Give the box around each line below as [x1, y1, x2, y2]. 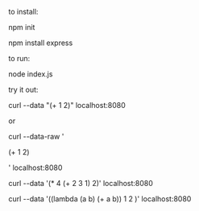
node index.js [8, 69, 53, 79]
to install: [8, 7, 39, 16]
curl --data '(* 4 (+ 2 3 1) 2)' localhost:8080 [8, 179, 153, 188]
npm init [8, 23, 35, 31]
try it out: [8, 85, 39, 94]
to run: [8, 54, 31, 63]
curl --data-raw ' [8, 132, 64, 141]
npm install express [8, 38, 73, 48]
